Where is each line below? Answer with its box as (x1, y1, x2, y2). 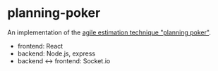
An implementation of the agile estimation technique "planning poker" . (7, 28, 212, 37)
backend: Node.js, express (17, 49, 96, 58)
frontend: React (17, 41, 63, 50)
